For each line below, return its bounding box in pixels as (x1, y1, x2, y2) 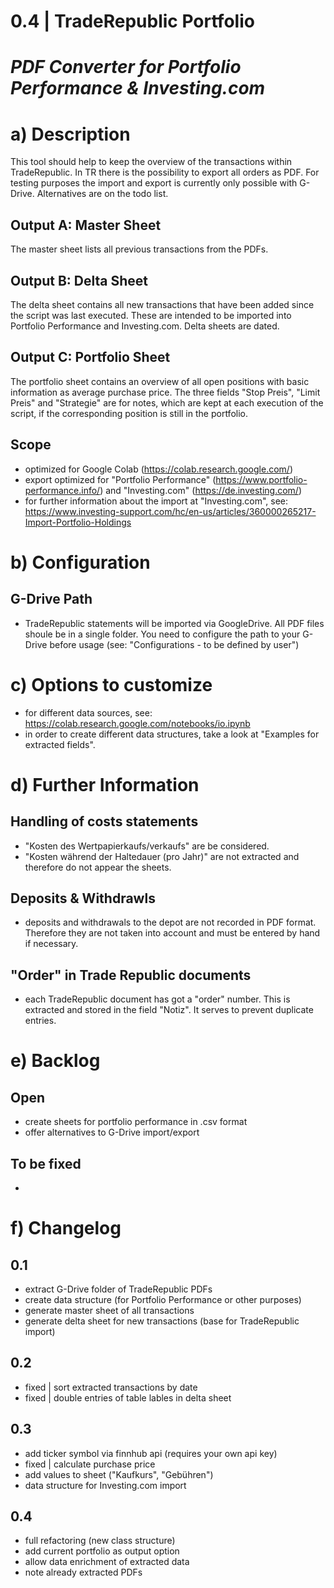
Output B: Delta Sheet (10, 272, 148, 289)
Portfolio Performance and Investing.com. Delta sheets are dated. (10, 320, 280, 332)
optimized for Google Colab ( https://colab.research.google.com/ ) (24, 463, 293, 475)
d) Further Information (10, 773, 200, 796)
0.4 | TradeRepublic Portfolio (10, 10, 255, 33)
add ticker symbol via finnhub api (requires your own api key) (24, 1447, 278, 1459)
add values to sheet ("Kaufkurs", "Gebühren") (24, 1468, 214, 1480)
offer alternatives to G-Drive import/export (24, 1126, 200, 1139)
